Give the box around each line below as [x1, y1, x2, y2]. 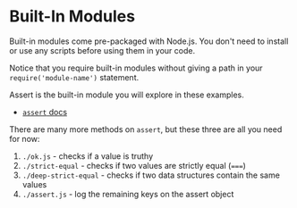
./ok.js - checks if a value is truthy [21, 150, 154, 162]
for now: [9, 133, 40, 144]
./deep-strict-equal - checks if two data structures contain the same [21, 170, 280, 180]
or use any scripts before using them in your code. [9, 45, 195, 55]
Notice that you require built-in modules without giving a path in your [9, 62, 263, 73]
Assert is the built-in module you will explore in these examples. [9, 89, 244, 100]
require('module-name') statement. [9, 71, 140, 82]
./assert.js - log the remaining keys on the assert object [21, 188, 234, 199]
